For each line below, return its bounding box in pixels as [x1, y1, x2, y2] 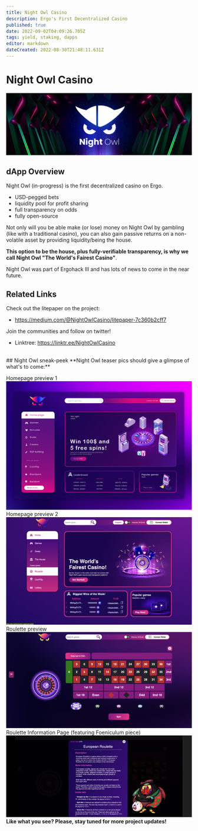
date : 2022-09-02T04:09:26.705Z [6, 28, 85, 34]
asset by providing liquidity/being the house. [24, 236, 133, 244]
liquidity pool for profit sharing [14, 200, 88, 207]
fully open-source [14, 213, 59, 220]
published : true [6, 22, 46, 28]
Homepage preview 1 [6, 375, 58, 382]
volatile [6, 236, 24, 244]
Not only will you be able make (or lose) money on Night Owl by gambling [6, 224, 184, 231]
